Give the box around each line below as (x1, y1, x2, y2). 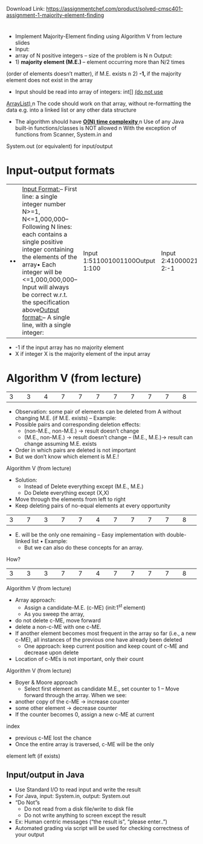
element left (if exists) (6, 752, 60, 759)
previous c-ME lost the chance (14, 734, 92, 741)
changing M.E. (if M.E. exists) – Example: (14, 414, 117, 422)
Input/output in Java (6, 770, 85, 780)
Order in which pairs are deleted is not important (14, 446, 136, 454)
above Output (22, 306, 59, 314)
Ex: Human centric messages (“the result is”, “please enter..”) (14, 818, 168, 825)
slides (14, 39, 30, 47)
